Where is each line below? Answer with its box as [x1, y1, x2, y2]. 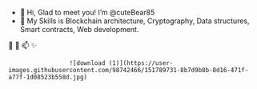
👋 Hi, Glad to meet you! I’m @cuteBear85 [19, 8, 155, 17]
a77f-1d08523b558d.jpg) [8, 73, 88, 81]
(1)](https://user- [108, 59, 174, 67]
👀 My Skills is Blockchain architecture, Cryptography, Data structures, [19, 16, 250, 26]
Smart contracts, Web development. [19, 25, 139, 34]
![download [69, 59, 106, 67]
